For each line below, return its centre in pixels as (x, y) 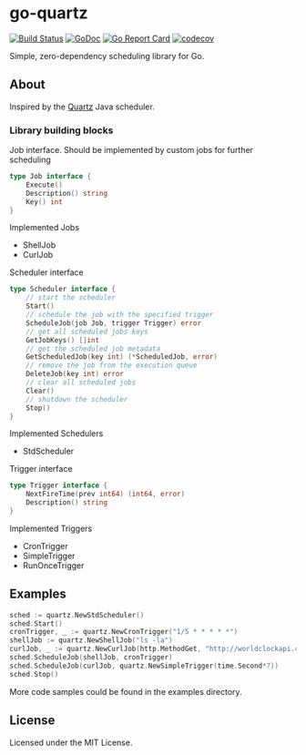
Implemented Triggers (51, 528)
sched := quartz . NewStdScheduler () (77, 615)
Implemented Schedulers (56, 434)
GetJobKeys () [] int (63, 340)
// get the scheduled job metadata (93, 349)
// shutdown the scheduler (77, 399)
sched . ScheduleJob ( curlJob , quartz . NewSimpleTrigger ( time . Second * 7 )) (144, 666)
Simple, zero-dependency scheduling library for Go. (107, 56)
